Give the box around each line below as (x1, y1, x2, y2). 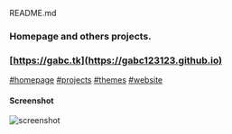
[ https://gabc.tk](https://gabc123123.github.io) (9, 54, 223, 67)
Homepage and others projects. (9, 30, 152, 42)
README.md (9, 8, 57, 18)
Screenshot (9, 94, 54, 106)
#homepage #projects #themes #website (9, 75, 163, 85)
